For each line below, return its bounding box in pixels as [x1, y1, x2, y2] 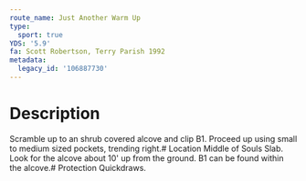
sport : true [17, 30, 64, 39]
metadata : [9, 55, 47, 65]
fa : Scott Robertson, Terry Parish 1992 [9, 47, 166, 56]
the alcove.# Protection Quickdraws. [9, 162, 146, 173]
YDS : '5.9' [9, 38, 51, 48]
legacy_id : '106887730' [17, 65, 108, 74]
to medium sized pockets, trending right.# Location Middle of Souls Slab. [9, 143, 284, 154]
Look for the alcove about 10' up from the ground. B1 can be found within [9, 152, 284, 164]
